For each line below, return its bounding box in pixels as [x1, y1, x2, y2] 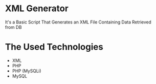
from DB [5, 24, 22, 30]
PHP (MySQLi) [12, 68, 42, 74]
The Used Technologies [5, 42, 104, 53]
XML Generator [5, 3, 68, 14]
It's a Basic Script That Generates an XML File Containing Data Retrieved [5, 19, 152, 25]
